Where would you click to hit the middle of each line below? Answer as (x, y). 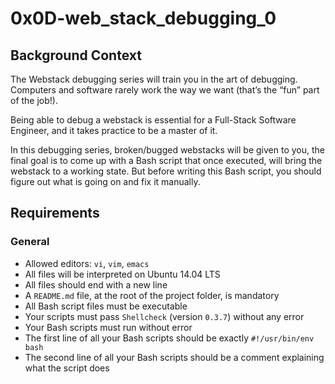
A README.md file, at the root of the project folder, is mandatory (152, 295)
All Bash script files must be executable (106, 306)
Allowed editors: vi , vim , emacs (87, 263)
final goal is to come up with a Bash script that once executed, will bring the (166, 160)
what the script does (67, 368)
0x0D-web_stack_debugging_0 (143, 18)
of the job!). (34, 100)
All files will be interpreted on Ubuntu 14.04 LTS (122, 274)
